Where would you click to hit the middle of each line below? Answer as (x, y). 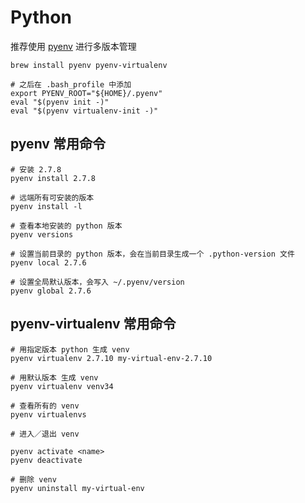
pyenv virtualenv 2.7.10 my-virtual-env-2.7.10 (111, 358)
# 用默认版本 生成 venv (54, 377)
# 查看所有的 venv (45, 406)
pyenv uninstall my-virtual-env (77, 488)
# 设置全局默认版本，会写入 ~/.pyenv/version (97, 282)
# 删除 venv (33, 479)
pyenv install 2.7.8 (53, 178)
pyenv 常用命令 (58, 144)
